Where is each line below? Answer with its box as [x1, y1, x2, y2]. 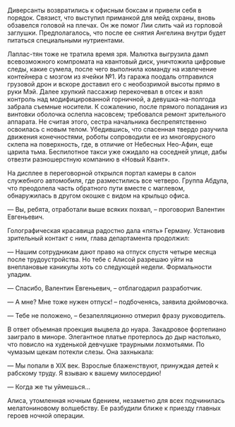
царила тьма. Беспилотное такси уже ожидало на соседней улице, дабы [7, 148, 227, 156]
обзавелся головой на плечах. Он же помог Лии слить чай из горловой [7, 21, 223, 29]
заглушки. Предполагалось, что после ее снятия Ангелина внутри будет [7, 28, 227, 37]
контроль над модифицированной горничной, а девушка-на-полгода [7, 95, 217, 103]
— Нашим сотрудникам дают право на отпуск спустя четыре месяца [7, 248, 217, 256]
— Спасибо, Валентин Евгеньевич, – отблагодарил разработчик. [7, 284, 203, 292]
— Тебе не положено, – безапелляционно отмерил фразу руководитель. [7, 312, 226, 319]
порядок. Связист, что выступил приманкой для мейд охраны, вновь [7, 13, 216, 22]
